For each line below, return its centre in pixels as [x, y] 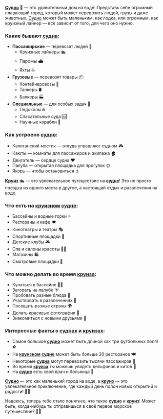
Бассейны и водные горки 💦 [41, 216]
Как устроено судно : [31, 135]
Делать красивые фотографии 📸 [46, 313]
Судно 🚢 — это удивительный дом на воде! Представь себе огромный [79, 8]
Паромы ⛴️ [31, 61]
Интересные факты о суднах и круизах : [55, 331]
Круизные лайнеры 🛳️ [42, 52]
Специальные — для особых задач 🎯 [51, 104]
